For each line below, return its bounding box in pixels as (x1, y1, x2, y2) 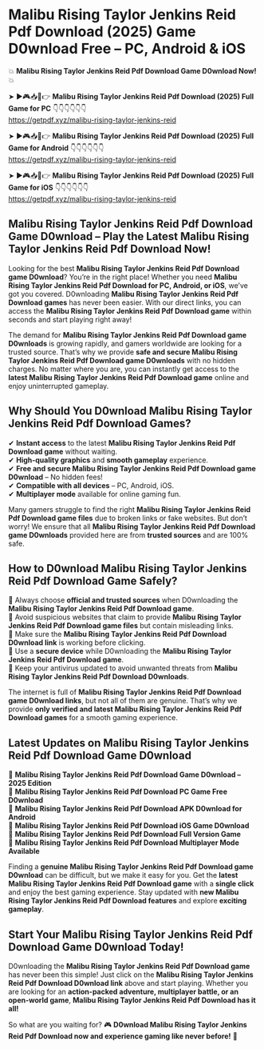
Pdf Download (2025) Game (8, 22, 196, 41)
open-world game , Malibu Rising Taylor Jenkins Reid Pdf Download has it (8, 995, 257, 1005)
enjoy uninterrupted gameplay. (8, 381, 109, 390)
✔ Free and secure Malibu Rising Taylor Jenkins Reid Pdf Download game (8, 463, 257, 473)
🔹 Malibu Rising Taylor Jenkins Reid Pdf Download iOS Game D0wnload (8, 821, 250, 831)
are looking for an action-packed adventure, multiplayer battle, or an (8, 987, 239, 996)
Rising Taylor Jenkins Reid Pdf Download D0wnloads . (8, 672, 189, 682)
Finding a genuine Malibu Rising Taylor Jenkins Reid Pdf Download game (8, 862, 254, 871)
